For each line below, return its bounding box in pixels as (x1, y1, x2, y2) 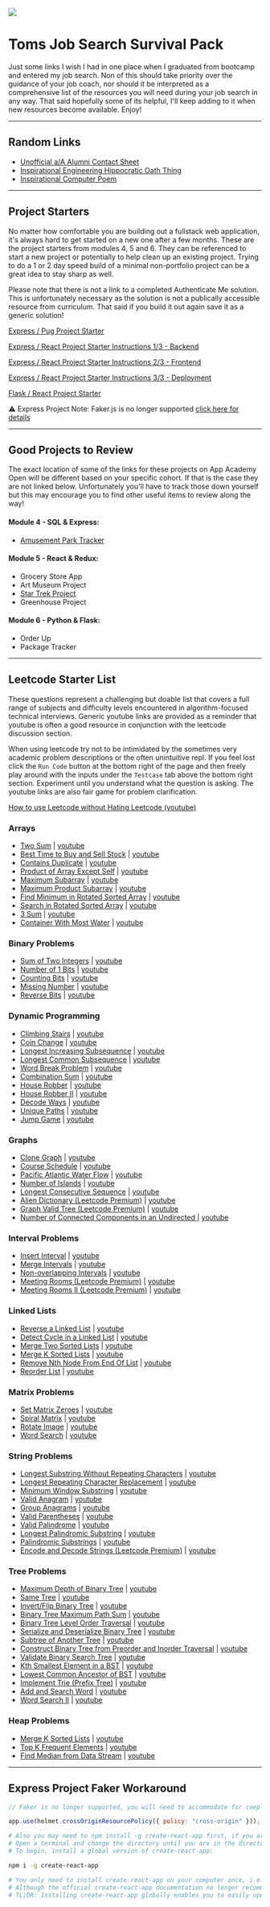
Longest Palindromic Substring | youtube (19, 1529, 156, 1538)
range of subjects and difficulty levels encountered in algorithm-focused (8, 703, 248, 712)
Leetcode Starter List (8, 673, 117, 687)
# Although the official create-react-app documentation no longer (8, 1884, 239, 1892)
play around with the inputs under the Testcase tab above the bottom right (8, 770, 253, 779)
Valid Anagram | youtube (19, 1494, 103, 1505)
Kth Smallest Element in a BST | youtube (19, 1661, 154, 1670)
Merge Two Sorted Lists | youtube (19, 1340, 133, 1350)
